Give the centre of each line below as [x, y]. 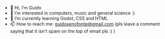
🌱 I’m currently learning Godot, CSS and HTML [59, 18]
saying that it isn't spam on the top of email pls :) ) [63, 31]
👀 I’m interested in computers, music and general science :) [72, 13]
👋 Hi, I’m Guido [26, 8]
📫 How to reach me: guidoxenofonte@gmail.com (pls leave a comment [85, 24]
